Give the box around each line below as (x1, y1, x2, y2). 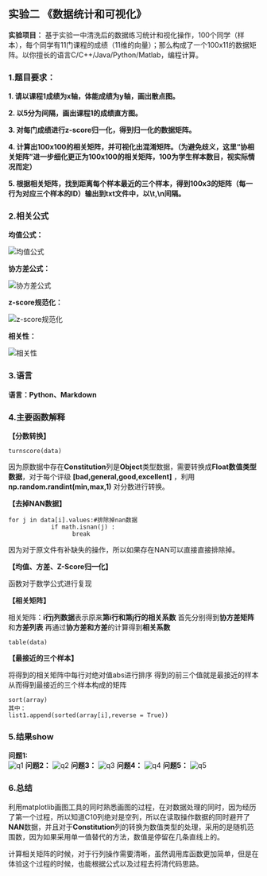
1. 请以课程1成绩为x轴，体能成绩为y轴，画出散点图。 (8, 91, 180, 101)
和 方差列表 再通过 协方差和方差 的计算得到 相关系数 (8, 622, 171, 632)
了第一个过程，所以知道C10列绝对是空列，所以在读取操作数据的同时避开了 (8, 812, 250, 821)
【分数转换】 (8, 432, 50, 440)
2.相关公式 (8, 211, 49, 222)
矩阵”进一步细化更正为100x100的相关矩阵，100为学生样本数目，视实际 (14, 152, 249, 161)
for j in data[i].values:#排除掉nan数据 (8, 516, 137, 524)
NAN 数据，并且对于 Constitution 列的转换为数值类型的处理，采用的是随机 (8, 822, 248, 831)
